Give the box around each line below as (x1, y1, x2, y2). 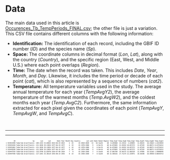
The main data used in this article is (5, 20, 79, 26)
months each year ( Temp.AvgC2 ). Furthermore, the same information (12, 99, 157, 105)
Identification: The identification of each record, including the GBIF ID (12, 40, 159, 46)
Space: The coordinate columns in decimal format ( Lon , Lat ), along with (12, 51, 163, 57)
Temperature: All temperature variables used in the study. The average (12, 83, 161, 89)
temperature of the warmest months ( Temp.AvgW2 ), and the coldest (12, 94, 155, 100)
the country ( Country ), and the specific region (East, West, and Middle (12, 56, 159, 62)
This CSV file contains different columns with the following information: (5, 30, 153, 36)
